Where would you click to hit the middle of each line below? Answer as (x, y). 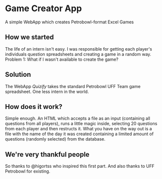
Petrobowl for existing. (28, 171)
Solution (18, 75)
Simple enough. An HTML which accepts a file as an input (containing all (78, 118)
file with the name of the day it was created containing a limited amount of (80, 134)
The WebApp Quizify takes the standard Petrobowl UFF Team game (73, 86)
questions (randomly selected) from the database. (55, 139)
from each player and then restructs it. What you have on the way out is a (79, 129)
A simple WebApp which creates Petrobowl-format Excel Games (69, 22)
